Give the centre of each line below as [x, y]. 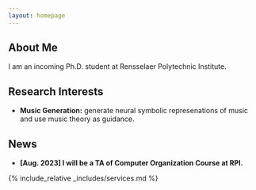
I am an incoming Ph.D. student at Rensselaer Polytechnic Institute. [118, 66]
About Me [33, 48]
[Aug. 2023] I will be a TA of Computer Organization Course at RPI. [131, 163]
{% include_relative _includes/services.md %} [83, 178]
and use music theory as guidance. [77, 119]
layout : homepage [37, 15]
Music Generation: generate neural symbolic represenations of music [134, 111]
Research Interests [56, 91]
